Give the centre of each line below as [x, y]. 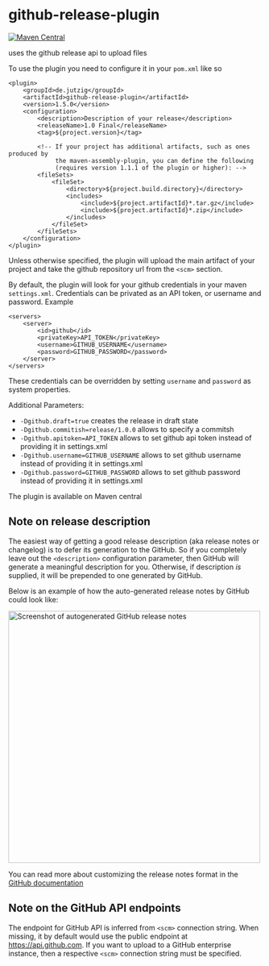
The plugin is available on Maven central [75, 496]
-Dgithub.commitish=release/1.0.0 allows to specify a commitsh [127, 429]
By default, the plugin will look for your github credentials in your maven [128, 285]
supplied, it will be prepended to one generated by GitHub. [106, 575]
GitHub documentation [46, 883]
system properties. [39, 389]
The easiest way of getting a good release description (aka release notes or [134, 541]
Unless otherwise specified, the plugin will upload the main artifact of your [132, 260]
